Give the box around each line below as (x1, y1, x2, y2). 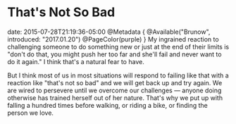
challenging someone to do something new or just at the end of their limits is (7, 42, 230, 51)
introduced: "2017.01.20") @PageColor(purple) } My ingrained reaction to (7, 35, 220, 43)
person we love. (7, 108, 54, 117)
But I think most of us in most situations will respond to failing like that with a (7, 71, 229, 80)
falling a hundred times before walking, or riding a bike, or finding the (7, 101, 208, 109)
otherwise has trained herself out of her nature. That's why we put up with (7, 93, 223, 102)
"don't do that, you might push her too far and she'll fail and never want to (7, 50, 222, 58)
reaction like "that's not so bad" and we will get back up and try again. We (7, 78, 223, 87)
